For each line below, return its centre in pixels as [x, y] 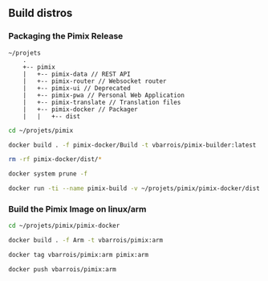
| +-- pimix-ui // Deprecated [77, 88]
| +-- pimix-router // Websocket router [95, 81]
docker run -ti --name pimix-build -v [73, 188]
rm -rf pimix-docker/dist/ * [55, 159]
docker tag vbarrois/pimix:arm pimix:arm [79, 255]
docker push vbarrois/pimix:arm [62, 269]
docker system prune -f [48, 174]
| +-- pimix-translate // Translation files [102, 102]
